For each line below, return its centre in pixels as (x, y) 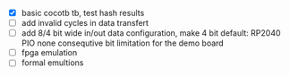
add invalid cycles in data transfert (85, 23)
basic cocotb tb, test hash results (83, 13)
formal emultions (52, 63)
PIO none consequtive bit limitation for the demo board (123, 43)
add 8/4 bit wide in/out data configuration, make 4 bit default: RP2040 (151, 33)
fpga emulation (49, 53)
